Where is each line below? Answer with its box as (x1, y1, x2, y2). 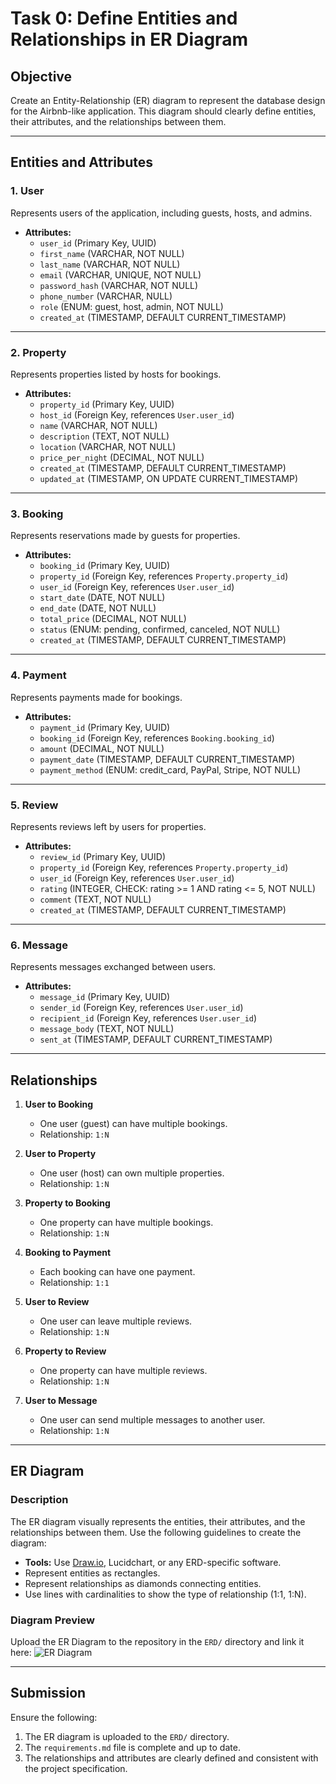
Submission (10, 1685, 87, 1702)
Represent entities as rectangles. (24, 1567, 161, 1579)
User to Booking (24, 1098, 94, 1110)
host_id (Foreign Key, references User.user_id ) (39, 408, 235, 421)
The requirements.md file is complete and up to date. (24, 1741, 241, 1753)
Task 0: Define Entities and (10, 7, 238, 30)
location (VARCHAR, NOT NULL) (39, 440, 177, 452)
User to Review (24, 1295, 90, 1307)
